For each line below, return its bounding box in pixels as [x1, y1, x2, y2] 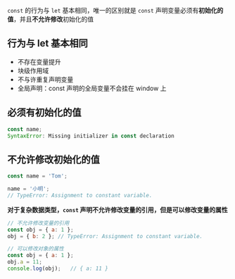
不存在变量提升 [17, 57, 61, 66]
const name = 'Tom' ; [7, 173, 68, 180]
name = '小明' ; [7, 185, 50, 192]
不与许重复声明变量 [17, 75, 74, 83]
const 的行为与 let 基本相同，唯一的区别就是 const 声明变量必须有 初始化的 [7, 6, 224, 14]
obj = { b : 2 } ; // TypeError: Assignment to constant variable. [7, 232, 203, 240]
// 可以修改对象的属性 [7, 245, 65, 252]
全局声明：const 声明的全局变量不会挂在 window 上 [17, 84, 167, 92]
